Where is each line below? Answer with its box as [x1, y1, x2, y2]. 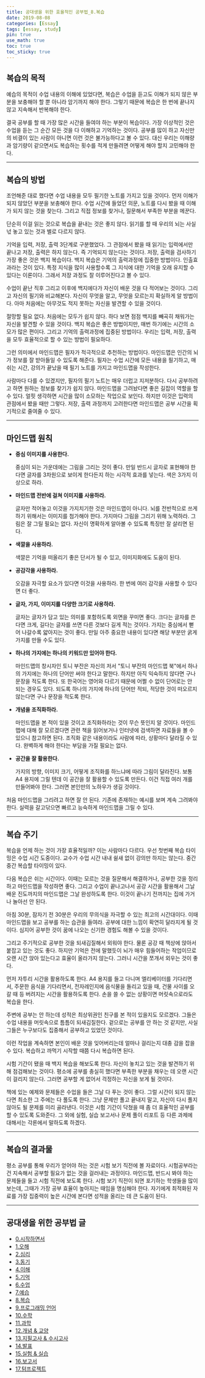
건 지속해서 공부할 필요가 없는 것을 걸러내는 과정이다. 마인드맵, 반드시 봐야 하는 [6, 1169, 193, 1177]
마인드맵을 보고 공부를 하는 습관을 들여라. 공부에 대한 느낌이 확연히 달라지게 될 [6, 918, 192, 926]
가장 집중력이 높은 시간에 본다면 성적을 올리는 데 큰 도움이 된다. [17, 1192, 167, 1199]
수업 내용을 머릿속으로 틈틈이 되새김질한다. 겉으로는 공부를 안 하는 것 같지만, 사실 [6, 1019, 198, 1026]
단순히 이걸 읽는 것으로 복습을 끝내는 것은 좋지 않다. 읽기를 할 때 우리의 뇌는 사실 [6, 220, 196, 228]
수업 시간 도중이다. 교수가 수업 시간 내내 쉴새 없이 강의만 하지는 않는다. [17, 854, 185, 862]
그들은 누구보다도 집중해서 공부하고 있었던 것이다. [6, 1026, 124, 1033]
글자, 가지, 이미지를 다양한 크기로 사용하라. [15, 600, 116, 608]
